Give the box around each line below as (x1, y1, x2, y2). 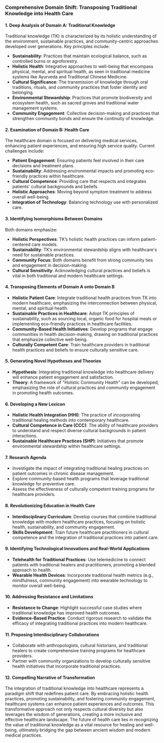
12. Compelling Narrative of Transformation (5, 674, 95, 680)
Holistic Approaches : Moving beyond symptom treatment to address (12, 189, 152, 195)
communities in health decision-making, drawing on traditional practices (12, 331, 158, 337)
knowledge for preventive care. (12, 481, 75, 487)
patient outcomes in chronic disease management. (12, 470, 115, 477)
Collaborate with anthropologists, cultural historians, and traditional (12, 642, 148, 648)
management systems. (12, 105, 58, 111)
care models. (31, 241, 58, 247)
